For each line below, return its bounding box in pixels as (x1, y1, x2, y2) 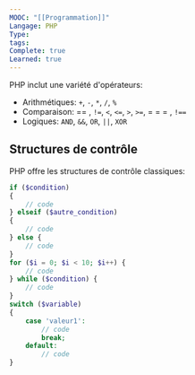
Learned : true (9, 55, 63, 64)
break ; (41, 333, 66, 342)
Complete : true (9, 47, 66, 56)
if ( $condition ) (9, 183, 70, 192)
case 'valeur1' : (25, 316, 87, 326)
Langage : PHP (9, 22, 58, 31)
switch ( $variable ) (9, 300, 82, 310)
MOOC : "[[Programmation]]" (9, 13, 110, 22)
